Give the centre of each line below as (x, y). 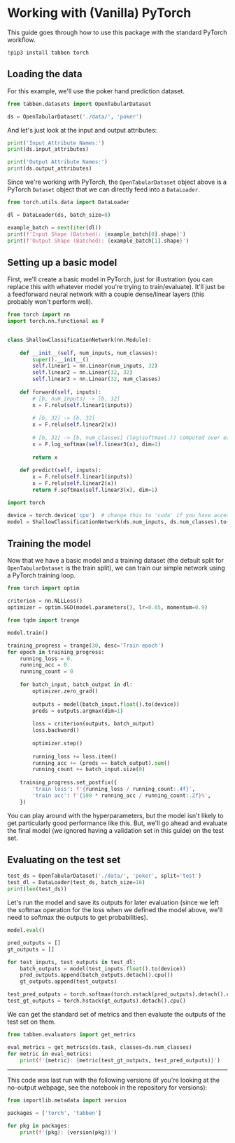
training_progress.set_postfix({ (69, 783)
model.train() (28, 633)
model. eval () (26, 930)
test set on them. (31, 1022)
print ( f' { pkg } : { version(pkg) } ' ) (69, 1132)
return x (45, 457)
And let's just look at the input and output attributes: (82, 130)
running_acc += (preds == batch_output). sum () (101, 763)
